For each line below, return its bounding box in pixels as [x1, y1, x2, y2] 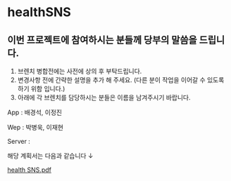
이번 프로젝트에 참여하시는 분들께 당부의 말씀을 [7, 34, 197, 46]
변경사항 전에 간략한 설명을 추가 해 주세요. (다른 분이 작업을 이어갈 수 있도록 [17, 76, 225, 84]
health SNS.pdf [7, 166, 51, 174]
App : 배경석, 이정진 [7, 108, 62, 116]
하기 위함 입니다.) [17, 85, 65, 93]
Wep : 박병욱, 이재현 [7, 123, 63, 131]
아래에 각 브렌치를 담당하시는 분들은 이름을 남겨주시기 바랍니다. [17, 93, 192, 102]
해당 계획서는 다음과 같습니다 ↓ [7, 152, 94, 160]
